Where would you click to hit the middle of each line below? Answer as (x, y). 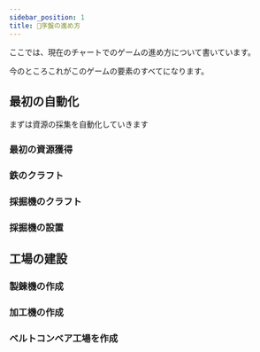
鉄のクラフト (37, 176)
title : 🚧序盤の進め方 (45, 26)
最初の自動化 (44, 102)
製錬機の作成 (37, 286)
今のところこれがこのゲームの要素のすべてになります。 (109, 71)
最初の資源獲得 (41, 150)
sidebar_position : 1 (47, 17)
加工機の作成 (37, 313)
